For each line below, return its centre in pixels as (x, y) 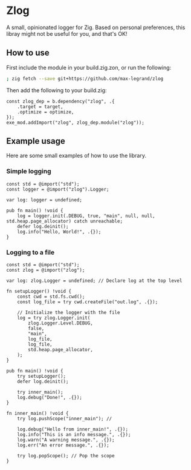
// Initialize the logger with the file (69, 313)
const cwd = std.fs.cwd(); (51, 297)
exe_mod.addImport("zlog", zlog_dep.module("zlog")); (76, 123)
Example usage (36, 141)
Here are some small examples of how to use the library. (76, 156)
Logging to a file (31, 252)
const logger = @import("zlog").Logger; (58, 189)
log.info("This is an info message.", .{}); (74, 435)
